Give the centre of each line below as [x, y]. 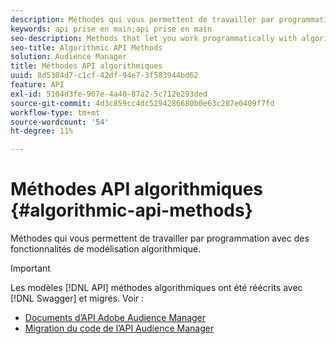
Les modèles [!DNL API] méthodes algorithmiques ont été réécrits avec [156, 288]
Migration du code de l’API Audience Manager [119, 328]
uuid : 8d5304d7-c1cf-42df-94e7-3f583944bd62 [104, 76]
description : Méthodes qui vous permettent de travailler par [142, 19]
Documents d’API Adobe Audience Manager [115, 318]
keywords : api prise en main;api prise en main [111, 29]
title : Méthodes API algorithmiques [86, 66]
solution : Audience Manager [69, 57]
